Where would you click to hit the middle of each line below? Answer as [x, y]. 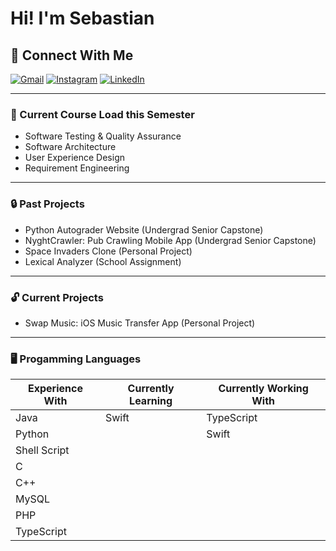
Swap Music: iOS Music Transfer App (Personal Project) [140, 323]
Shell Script [42, 450]
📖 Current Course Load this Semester [102, 114]
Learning [151, 401]
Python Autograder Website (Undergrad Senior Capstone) [144, 229]
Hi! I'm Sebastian [82, 18]
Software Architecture [70, 147]
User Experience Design [74, 158]
